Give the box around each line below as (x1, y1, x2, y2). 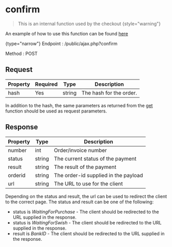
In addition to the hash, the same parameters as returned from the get (5, 102, 153, 108)
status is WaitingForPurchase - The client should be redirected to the (12, 208, 159, 215)
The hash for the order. (81, 89, 138, 96)
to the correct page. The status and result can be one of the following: (5, 199, 154, 205)
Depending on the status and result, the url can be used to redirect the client (5, 193, 167, 199)
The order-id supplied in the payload (53, 172, 143, 179)
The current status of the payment (53, 155, 137, 162)
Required (35, 81, 58, 88)
